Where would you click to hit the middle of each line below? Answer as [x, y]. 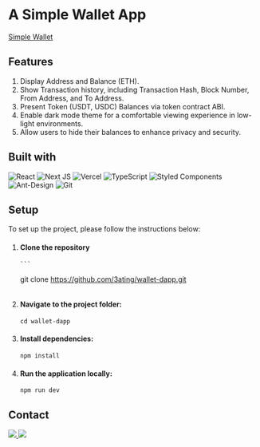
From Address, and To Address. [72, 98]
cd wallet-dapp [45, 321]
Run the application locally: [66, 374]
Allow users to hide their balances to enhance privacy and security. [130, 132]
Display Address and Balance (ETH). [79, 81]
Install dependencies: [57, 339]
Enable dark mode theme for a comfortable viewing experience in [127, 115]
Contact [29, 415]
